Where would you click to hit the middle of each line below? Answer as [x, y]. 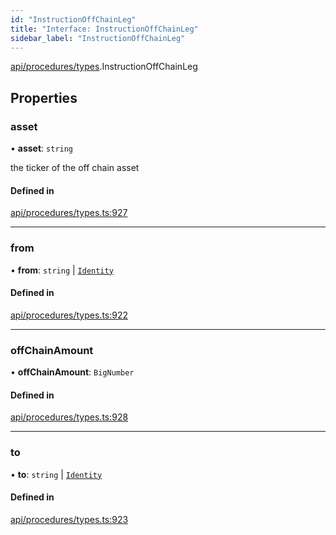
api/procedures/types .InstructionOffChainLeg [104, 67]
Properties [44, 97]
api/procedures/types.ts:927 [69, 213]
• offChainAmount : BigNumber [72, 372]
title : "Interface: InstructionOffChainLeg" [104, 29]
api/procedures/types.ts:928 [69, 417]
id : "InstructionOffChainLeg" [73, 19]
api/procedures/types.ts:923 [69, 519]
